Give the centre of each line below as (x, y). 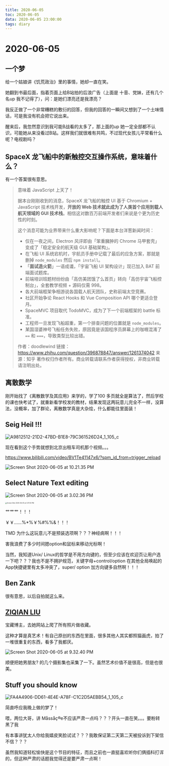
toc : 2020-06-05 (22, 15)
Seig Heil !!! (24, 425)
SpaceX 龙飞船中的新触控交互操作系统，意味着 (78, 157)
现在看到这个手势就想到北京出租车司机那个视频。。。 (58, 447)
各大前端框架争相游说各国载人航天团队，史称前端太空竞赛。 (87, 292)
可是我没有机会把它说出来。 (43, 116)
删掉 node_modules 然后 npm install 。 (64, 260)
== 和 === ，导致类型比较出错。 (56, 336)
